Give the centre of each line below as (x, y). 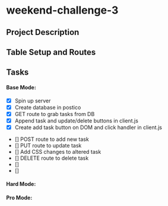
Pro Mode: (19, 198)
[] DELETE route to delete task (52, 158)
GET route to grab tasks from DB (55, 114)
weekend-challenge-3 (62, 10)
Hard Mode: (21, 184)
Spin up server (33, 101)
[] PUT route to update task (48, 145)
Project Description (43, 32)
